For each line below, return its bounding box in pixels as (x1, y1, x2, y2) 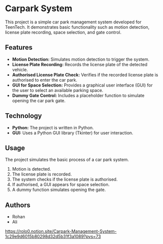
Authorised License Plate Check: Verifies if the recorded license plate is (12, 71, 158, 78)
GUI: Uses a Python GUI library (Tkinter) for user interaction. (12, 130, 133, 136)
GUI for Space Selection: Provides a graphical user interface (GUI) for (12, 82, 153, 88)
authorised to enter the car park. (12, 77, 78, 83)
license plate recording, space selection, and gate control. (5, 29, 122, 35)
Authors (5, 201, 31, 209)
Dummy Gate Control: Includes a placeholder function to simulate (12, 92, 145, 98)
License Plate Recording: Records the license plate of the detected (12, 61, 147, 67)
